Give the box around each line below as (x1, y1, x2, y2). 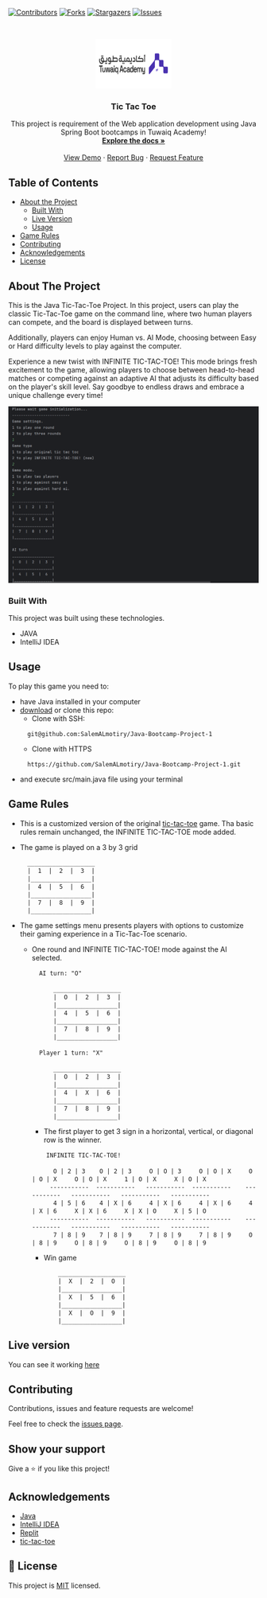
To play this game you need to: (8, 681, 110, 691)
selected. (31, 953, 62, 962)
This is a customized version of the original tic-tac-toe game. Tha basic (19, 818, 254, 828)
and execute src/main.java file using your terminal (19, 774, 184, 784)
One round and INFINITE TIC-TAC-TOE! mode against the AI (31, 944, 228, 954)
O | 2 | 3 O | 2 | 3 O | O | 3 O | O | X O (52, 1167, 253, 1175)
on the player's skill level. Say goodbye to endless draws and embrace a (8, 382, 245, 392)
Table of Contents (8, 176, 99, 189)
